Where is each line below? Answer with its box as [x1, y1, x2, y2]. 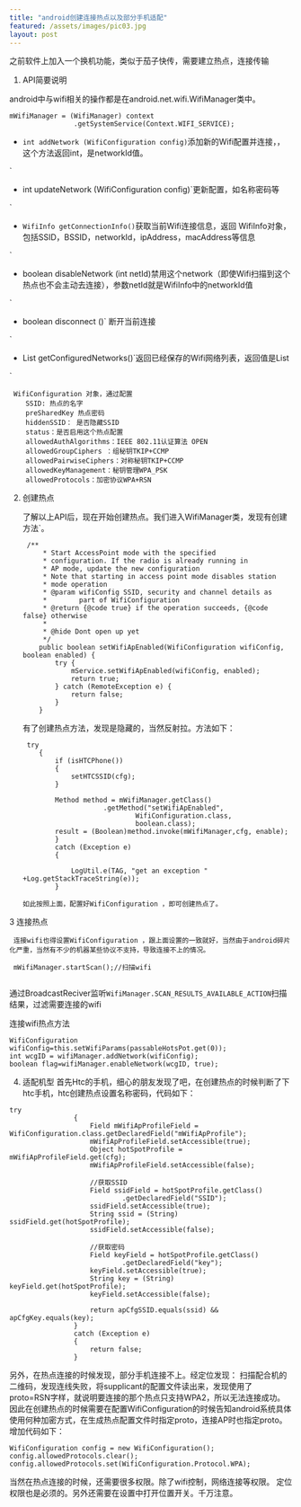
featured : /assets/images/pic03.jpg [9, 22, 146, 31]
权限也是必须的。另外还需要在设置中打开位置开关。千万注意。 [9, 1488, 238, 1499]
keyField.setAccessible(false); [89, 1290, 211, 1299]
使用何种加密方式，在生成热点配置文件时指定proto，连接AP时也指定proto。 [9, 1414, 288, 1425]
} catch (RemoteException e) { [55, 682, 173, 692]
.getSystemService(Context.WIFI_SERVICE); [73, 120, 235, 129]
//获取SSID [89, 1178, 128, 1187]
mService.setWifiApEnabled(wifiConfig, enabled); [70, 667, 261, 676]
